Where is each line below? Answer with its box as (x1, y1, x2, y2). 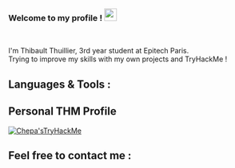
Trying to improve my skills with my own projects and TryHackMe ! (8, 54, 228, 64)
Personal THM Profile (8, 104, 117, 119)
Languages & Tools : (8, 77, 111, 91)
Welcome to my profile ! (8, 12, 102, 23)
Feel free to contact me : (8, 148, 132, 162)
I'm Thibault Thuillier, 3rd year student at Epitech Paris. (8, 46, 189, 56)
